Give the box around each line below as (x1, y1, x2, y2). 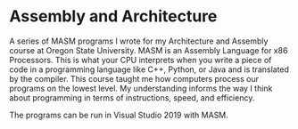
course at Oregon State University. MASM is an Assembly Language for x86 (9, 44, 288, 55)
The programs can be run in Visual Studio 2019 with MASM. (9, 109, 229, 120)
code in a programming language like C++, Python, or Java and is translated (9, 64, 290, 75)
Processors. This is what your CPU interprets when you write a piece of (9, 54, 272, 65)
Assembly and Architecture (9, 6, 218, 27)
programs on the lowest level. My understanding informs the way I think (9, 83, 273, 93)
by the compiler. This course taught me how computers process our (9, 73, 259, 84)
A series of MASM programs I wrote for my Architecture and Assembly (9, 36, 269, 46)
